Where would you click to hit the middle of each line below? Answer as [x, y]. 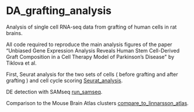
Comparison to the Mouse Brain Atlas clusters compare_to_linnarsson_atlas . [97, 103]
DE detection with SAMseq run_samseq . [54, 92]
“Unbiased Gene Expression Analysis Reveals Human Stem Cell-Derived [93, 50]
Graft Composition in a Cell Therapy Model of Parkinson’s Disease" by [90, 57]
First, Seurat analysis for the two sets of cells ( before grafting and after [92, 74]
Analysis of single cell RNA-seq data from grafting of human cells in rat [91, 27]
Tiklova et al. [21, 63]
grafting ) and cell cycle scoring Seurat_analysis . [64, 80]
